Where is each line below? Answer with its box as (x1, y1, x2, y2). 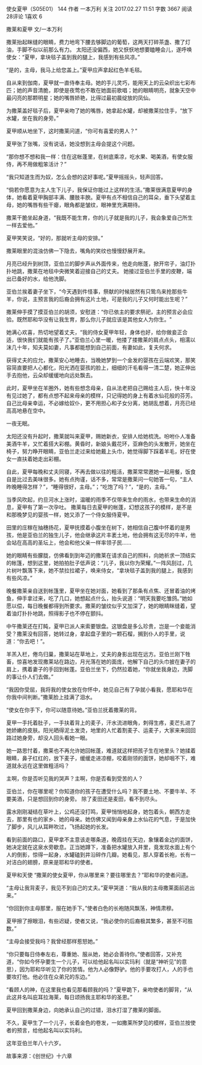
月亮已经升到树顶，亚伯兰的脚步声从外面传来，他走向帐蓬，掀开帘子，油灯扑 (6, 260, 196, 267)
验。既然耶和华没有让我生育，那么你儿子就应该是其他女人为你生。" (6, 316, 173, 323)
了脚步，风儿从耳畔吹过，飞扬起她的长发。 (6, 823, 112, 830)
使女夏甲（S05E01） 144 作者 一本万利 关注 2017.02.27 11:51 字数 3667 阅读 (6, 5, 192, 12)
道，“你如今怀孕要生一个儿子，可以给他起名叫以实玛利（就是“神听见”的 (6, 958, 182, 965)
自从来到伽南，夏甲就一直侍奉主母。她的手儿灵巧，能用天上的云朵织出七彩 (6, 79, 191, 86)
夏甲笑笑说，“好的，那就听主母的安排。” (6, 235, 103, 241)
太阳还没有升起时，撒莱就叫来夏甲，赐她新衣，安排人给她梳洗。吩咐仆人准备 (6, 433, 196, 440)
